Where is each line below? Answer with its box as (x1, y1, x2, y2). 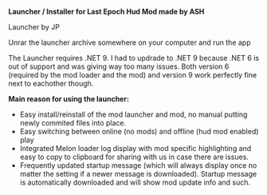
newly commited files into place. (19, 118, 127, 127)
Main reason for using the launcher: (8, 94, 130, 103)
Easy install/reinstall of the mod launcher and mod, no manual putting (19, 109, 248, 119)
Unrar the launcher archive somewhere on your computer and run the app (8, 38, 251, 47)
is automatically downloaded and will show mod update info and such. (19, 177, 251, 187)
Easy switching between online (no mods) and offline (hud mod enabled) (19, 127, 259, 136)
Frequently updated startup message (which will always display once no (19, 161, 257, 170)
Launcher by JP (8, 22, 61, 31)
